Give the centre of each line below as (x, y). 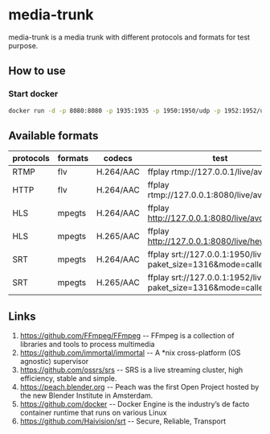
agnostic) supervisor (54, 362)
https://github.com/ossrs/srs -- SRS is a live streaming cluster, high (131, 370)
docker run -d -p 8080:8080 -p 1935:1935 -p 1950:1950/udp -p (115, 110)
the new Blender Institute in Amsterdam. (86, 395)
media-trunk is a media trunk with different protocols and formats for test (129, 37)
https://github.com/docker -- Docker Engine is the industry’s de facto (135, 404)
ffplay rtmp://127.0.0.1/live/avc (207, 172)
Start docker (33, 94)
